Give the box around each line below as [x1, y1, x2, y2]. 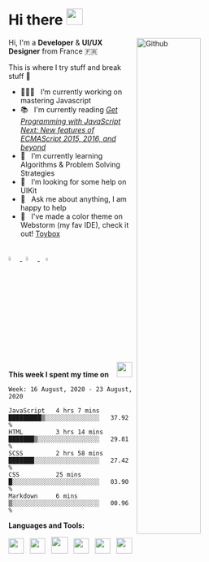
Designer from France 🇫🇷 [8, 46, 98, 56]
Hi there [8, 11, 63, 29]
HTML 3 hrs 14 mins [8, 428, 104, 436]
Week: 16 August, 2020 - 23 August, [8, 385, 133, 394]
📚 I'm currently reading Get [20, 104, 118, 114]
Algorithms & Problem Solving [20, 159, 120, 169]
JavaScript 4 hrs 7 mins [8, 407, 100, 415]
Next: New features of [20, 124, 95, 134]
